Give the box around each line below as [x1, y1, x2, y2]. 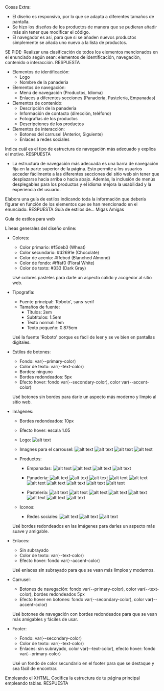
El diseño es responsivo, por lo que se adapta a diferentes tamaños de [12, 14, 154, 19]
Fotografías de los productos [19, 116, 78, 121]
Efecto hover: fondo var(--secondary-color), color [19, 379, 121, 385]
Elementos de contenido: [12, 100, 63, 106]
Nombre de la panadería [19, 79, 69, 85]
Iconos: [19, 504, 35, 510]
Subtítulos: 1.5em [26, 314, 62, 320]
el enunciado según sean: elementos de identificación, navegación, [5, 54, 141, 60]
